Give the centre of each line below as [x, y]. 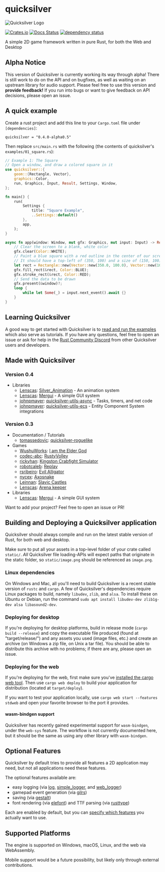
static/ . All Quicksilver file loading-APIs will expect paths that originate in [80, 555]
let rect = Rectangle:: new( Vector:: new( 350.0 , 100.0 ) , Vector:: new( [85, 265]
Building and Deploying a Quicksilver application [81, 523]
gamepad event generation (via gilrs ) [50, 793]
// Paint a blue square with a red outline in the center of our [82, 256]
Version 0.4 [19, 374]
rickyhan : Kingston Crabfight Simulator [59, 461]
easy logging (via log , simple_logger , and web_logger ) [67, 787]
